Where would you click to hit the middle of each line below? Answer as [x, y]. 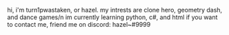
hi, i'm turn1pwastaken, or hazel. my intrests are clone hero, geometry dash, [115, 10]
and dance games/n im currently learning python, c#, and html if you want [112, 17]
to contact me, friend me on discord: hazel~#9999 [79, 24]
